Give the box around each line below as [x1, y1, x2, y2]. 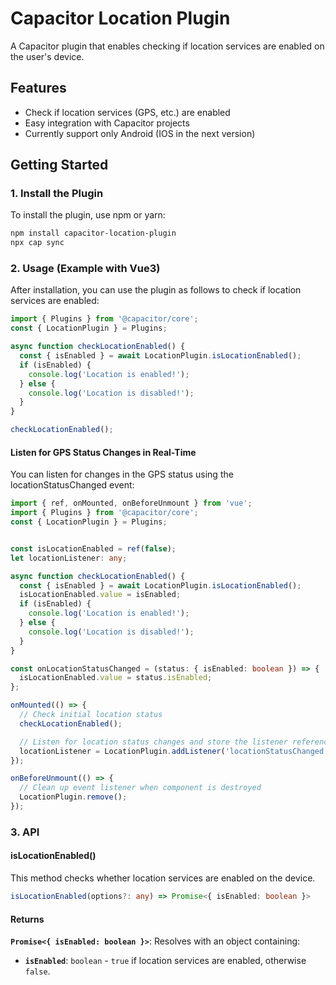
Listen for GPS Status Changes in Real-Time [10, 446, 197, 458]
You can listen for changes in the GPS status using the [10, 468, 234, 481]
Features [10, 80, 67, 97]
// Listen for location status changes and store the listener [19, 737, 288, 747]
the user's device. [10, 50, 85, 62]
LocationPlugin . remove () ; [19, 792, 128, 802]
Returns [10, 913, 45, 925]
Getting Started [10, 157, 109, 174]
